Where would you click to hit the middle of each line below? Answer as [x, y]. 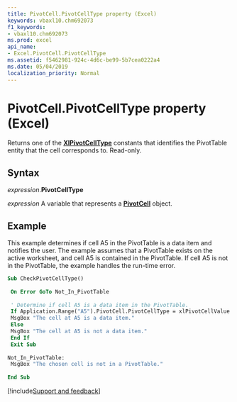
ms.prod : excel [30, 40]
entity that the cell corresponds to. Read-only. [75, 150]
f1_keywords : [27, 27]
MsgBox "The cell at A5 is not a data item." [79, 331]
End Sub [19, 378]
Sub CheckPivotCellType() [45, 279]
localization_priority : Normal [54, 73]
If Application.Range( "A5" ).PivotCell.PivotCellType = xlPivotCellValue [120, 312]
